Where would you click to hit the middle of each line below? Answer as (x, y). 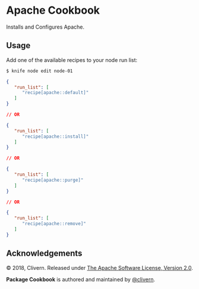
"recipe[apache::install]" (55, 136)
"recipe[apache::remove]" (54, 224)
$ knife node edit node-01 (40, 71)
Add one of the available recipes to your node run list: (72, 60)
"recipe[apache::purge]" (53, 180)
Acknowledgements (44, 254)
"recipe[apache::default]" (55, 93)
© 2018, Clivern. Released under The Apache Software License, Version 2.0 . (99, 268)
